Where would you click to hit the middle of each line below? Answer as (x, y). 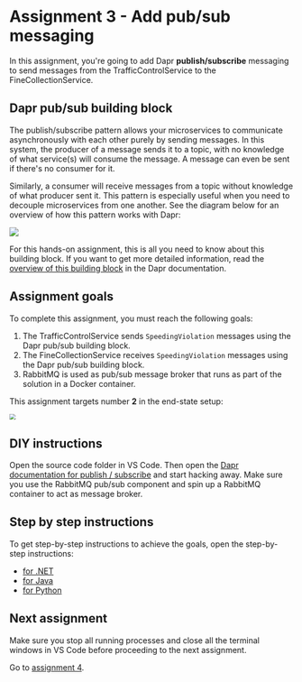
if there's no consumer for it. (62, 168)
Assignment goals (62, 296)
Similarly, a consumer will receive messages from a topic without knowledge (151, 186)
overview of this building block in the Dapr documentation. (118, 268)
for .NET (38, 571)
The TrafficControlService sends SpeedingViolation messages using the (156, 336)
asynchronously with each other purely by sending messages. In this (137, 139)
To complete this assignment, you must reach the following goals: (131, 318)
